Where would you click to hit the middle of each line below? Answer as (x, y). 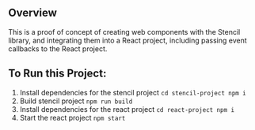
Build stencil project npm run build (76, 101)
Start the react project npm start (72, 117)
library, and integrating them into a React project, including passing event (127, 40)
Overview (33, 13)
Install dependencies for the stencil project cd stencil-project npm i (133, 92)
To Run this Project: (57, 74)
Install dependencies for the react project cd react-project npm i (127, 109)
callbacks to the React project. (58, 48)
